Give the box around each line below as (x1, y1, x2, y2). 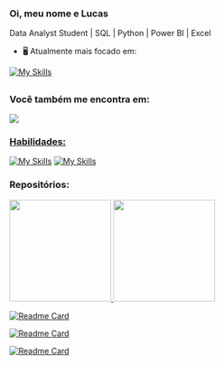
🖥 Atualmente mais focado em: (22, 46, 137, 57)
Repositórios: (9, 179, 70, 192)
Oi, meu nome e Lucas (9, 7, 108, 20)
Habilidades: (9, 135, 66, 147)
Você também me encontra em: (9, 93, 151, 106)
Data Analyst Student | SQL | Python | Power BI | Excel (9, 28, 211, 39)
